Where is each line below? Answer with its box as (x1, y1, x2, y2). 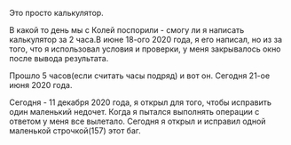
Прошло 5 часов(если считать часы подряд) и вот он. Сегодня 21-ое (9, 70, 271, 81)
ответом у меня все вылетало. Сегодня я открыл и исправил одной (9, 116, 266, 126)
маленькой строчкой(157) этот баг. (9, 125, 142, 136)
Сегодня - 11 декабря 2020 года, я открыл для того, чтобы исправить (9, 97, 272, 108)
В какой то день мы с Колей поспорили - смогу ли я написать (9, 25, 245, 35)
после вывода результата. (9, 53, 109, 63)
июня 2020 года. (9, 80, 73, 90)
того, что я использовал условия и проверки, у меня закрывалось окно (9, 44, 281, 54)
